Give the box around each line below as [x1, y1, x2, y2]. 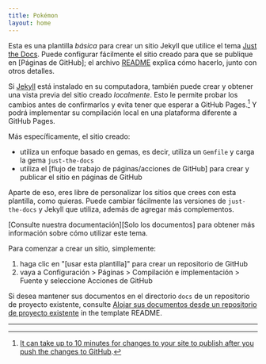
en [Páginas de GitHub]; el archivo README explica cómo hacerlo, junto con [8, 57, 257, 67]
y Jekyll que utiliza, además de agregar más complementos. [38, 205, 235, 214]
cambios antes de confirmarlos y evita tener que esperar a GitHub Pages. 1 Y [8, 98, 257, 109]
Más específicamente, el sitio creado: [8, 132, 131, 141]
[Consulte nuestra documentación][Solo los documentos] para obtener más [8, 220, 256, 230]
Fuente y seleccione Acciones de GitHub [19, 276, 153, 285]
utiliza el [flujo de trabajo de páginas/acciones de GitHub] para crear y [19, 164, 249, 174]
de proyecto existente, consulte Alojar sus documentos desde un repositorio [8, 300, 257, 309]
